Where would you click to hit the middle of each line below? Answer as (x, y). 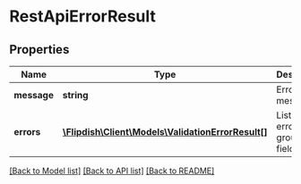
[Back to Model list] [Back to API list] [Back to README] (112, 171)
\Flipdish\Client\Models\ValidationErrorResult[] (165, 132)
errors (27, 132)
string (75, 95)
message (34, 95)
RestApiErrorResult (83, 17)
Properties (39, 50)
